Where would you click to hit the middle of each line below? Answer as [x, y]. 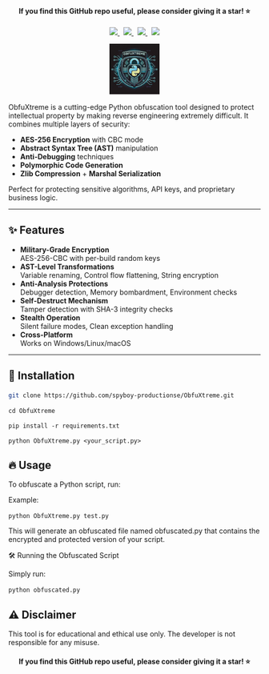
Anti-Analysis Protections [64, 283]
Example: [24, 500]
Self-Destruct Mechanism [64, 300]
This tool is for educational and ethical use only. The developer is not [122, 634]
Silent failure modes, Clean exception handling [96, 326]
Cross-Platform [46, 335]
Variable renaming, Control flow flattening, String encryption [119, 275]
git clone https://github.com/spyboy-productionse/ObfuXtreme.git [121, 395]
